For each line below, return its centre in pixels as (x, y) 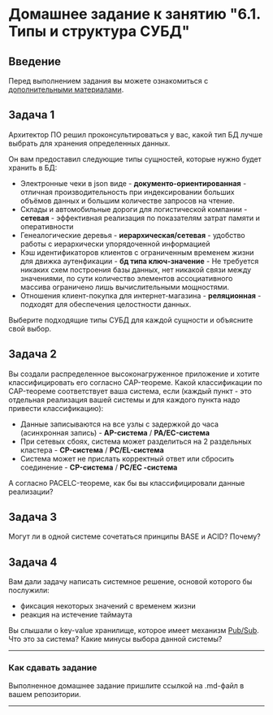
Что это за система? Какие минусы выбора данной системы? (115, 639)
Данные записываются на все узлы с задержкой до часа (119, 424)
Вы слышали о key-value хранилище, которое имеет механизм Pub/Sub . (134, 630)
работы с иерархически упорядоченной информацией (115, 244)
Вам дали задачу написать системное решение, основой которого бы (130, 582)
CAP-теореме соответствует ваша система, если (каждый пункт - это (130, 391)
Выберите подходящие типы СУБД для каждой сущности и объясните (131, 320)
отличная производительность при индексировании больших (127, 192)
